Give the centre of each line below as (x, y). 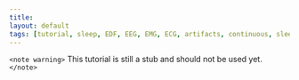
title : (21, 17)
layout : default (39, 26)
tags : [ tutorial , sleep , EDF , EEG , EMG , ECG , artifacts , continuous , (141, 34)
